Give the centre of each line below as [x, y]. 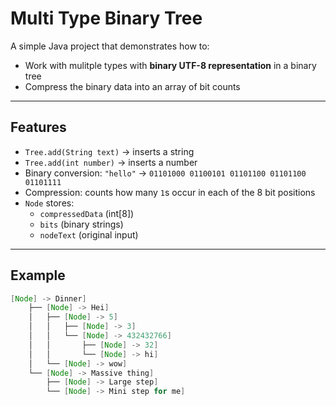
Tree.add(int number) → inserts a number [111, 162]
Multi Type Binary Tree [106, 18]
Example [38, 275]
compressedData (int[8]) [87, 213]
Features [38, 127]
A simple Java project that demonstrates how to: [110, 46]
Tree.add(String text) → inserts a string [109, 151]
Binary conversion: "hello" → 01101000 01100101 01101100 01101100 [165, 173]
